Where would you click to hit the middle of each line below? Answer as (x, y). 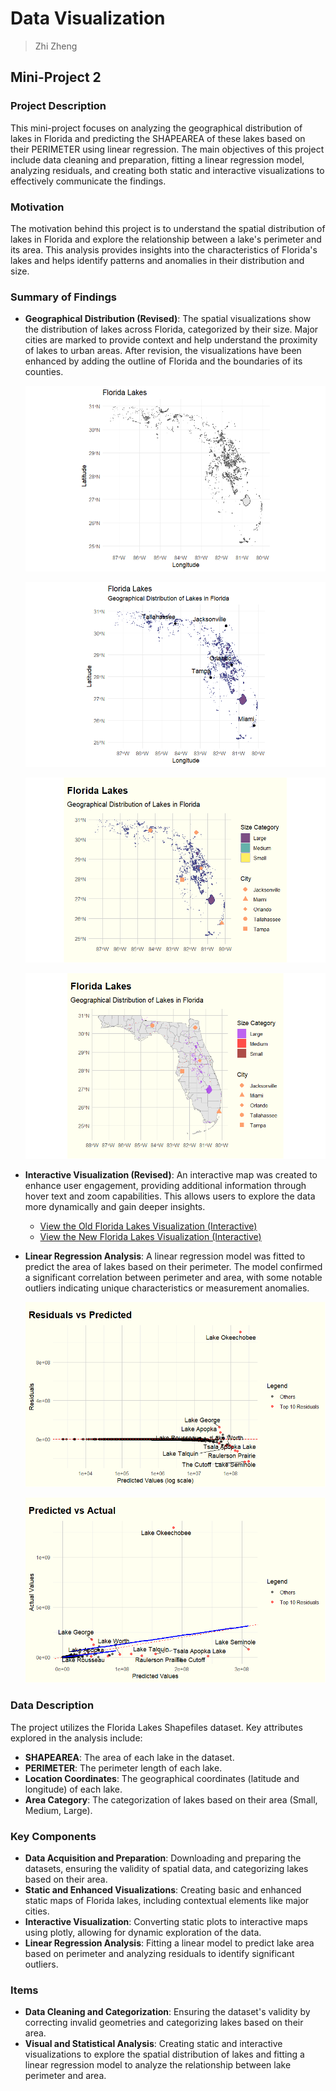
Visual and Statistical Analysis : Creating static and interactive (153, 2044)
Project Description (58, 106)
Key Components (53, 1836)
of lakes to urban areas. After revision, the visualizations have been (163, 351)
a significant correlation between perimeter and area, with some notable (173, 1277)
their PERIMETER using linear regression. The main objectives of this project (167, 149)
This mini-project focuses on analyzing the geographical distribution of (156, 128)
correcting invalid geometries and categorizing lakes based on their (164, 2023)
